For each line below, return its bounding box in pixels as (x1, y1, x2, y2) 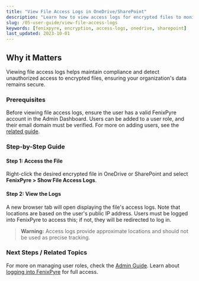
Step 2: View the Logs (6, 190, 61, 197)
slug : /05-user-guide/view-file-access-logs (6, 20, 118, 25)
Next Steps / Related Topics (6, 248, 88, 257)
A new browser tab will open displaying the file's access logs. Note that (6, 204, 181, 211)
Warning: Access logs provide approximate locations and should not (20, 227, 188, 234)
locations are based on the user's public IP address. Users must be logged (6, 209, 188, 217)
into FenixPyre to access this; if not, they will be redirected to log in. (6, 216, 172, 223)
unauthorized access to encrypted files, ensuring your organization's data (6, 75, 187, 82)
